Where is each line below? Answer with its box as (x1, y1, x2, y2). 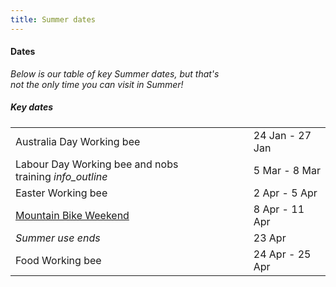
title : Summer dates (10, 14, 97, 25)
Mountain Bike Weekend (15, 208, 130, 222)
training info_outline (15, 169, 108, 183)
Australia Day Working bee (15, 134, 141, 148)
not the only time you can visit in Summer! (10, 78, 184, 90)
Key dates (10, 101, 54, 113)
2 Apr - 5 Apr (253, 186, 318, 200)
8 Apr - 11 (253, 202, 305, 216)
